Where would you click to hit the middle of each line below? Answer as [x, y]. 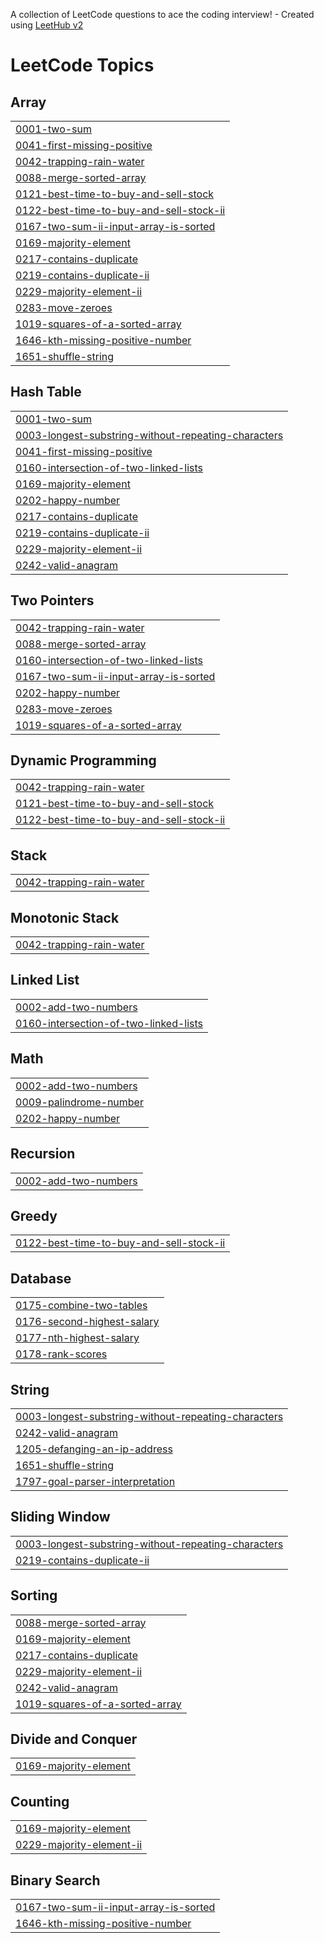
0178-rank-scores [61, 1354]
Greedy [34, 1215]
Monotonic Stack [65, 917]
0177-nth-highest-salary [77, 1338]
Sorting [34, 1595]
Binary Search [55, 1880]
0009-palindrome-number [79, 1102]
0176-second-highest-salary [87, 1322]
